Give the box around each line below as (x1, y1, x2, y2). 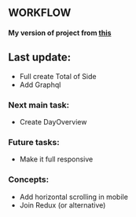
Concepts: (8, 174, 50, 185)
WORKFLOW (8, 6, 72, 20)
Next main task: (8, 99, 70, 110)
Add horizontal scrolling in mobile (19, 192, 128, 201)
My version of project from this (8, 27, 112, 38)
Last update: (8, 51, 72, 64)
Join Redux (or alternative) (19, 200, 106, 210)
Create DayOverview (19, 118, 87, 127)
